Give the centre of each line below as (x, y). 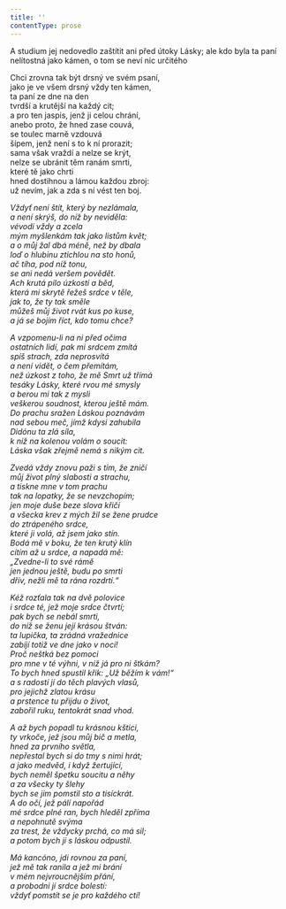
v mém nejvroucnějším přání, (63, 876)
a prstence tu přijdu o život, (60, 701)
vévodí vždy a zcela (46, 226)
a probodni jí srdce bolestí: (59, 885)
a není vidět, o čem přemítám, (64, 366)
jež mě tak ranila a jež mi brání (66, 867)
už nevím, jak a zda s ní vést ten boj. (76, 190)
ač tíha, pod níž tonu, (49, 264)
